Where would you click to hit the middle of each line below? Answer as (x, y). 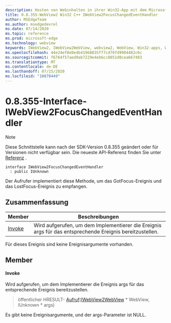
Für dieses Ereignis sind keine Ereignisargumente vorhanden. (69, 244)
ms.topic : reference (27, 34)
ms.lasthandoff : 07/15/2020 (35, 72)
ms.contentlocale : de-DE (32, 67)
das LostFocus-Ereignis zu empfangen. (46, 186)
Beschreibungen (98, 217)
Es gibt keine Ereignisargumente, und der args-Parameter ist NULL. (76, 315)
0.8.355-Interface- (46, 101)
